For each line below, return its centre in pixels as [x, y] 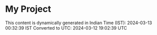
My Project [28, 9]
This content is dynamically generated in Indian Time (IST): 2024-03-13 [78, 23]
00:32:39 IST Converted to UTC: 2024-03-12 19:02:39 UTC [66, 28]
